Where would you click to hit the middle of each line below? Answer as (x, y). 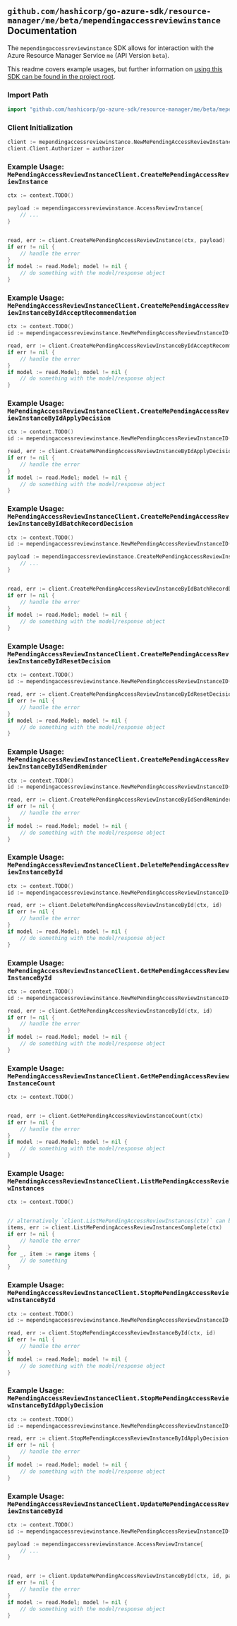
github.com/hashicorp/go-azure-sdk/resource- (109, 12)
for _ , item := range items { (52, 1254)
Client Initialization (40, 127)
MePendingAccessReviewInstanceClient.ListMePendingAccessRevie (118, 1181)
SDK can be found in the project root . (61, 76)
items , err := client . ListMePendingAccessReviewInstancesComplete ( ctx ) (115, 1228)
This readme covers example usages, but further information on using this (115, 69)
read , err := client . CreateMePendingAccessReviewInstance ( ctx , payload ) (116, 240)
